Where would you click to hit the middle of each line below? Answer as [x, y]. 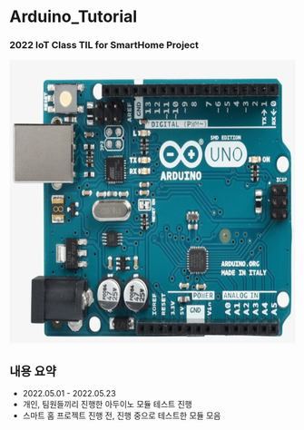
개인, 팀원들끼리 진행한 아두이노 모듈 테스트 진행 [107, 405]
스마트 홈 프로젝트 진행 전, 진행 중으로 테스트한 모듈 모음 [122, 415]
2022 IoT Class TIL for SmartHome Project [104, 45]
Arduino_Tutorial [74, 17]
